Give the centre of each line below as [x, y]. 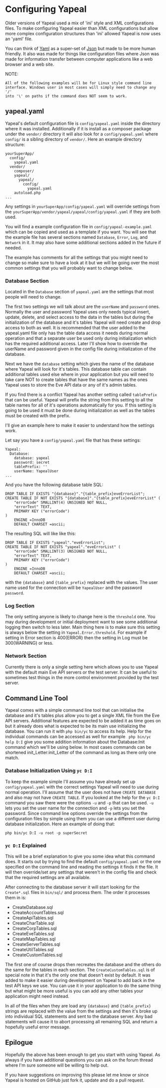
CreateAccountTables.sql [38, 913]
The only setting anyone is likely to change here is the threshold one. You [80, 617]
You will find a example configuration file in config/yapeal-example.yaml [79, 226]
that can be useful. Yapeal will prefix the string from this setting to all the [79, 400]
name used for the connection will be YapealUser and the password [74, 588]
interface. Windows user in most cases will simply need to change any [81, 87]
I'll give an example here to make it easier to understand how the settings [80, 425]
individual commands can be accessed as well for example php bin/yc [78, 737]
